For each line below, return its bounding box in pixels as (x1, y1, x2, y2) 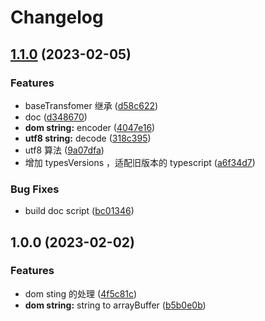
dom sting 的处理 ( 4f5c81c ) (24, 287, 138, 300)
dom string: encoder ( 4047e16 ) (24, 121, 156, 133)
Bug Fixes (10, 182, 60, 196)
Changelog (10, 6, 104, 29)
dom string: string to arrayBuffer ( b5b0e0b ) (24, 299, 207, 311)
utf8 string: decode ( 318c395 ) (24, 132, 152, 144)
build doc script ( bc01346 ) (24, 205, 135, 217)
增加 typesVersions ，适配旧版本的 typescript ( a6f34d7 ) (24, 156, 256, 168)
